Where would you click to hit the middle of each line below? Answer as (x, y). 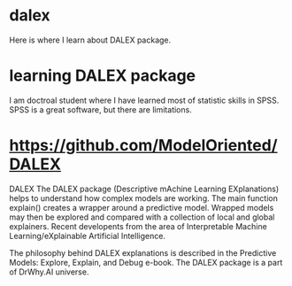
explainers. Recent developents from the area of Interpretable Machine (138, 226)
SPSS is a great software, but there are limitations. (100, 109)
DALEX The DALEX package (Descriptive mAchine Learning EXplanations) (144, 189)
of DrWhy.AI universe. (49, 272)
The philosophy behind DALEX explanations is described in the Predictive (143, 252)
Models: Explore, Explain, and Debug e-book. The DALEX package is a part (146, 262)
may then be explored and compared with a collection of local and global (142, 217)
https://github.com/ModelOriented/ (143, 146)
